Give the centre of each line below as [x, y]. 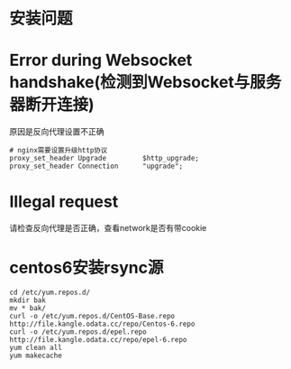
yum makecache [36, 355]
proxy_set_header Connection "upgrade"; [96, 166]
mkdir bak [28, 300]
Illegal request [64, 202]
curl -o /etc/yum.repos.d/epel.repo [78, 332]
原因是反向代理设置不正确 [57, 132]
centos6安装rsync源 [86, 268]
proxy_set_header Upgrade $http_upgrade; [105, 159]
